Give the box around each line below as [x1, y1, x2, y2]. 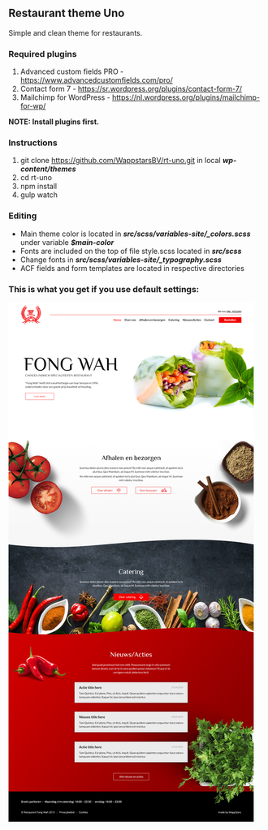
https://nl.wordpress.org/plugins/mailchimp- [112, 92, 261, 102]
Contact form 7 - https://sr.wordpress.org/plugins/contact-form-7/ [19, 84, 242, 94]
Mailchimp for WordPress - [19, 92, 111, 102]
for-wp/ [19, 101, 46, 111]
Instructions [8, 137, 58, 148]
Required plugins [8, 48, 77, 59]
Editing [8, 210, 37, 221]
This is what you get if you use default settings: [8, 283, 200, 295]
